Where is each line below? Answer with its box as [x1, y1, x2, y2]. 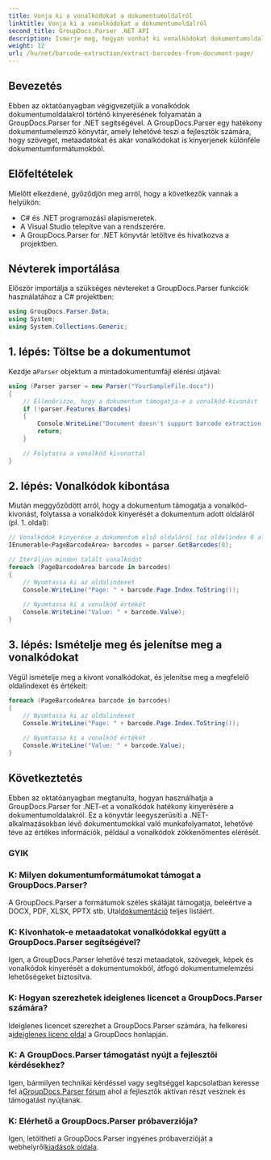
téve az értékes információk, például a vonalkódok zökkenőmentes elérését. [8, 827, 261, 837]
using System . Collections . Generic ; [8, 323, 128, 331]
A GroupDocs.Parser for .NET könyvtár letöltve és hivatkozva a [19, 230, 230, 239]
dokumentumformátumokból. [8, 143, 106, 154]
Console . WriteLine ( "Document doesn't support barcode [37, 420, 222, 428]
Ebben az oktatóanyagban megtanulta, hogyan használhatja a [8, 793, 214, 803]
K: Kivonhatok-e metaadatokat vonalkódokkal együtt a [8, 926, 227, 938]
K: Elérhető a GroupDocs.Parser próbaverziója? [8, 1115, 198, 1126]
